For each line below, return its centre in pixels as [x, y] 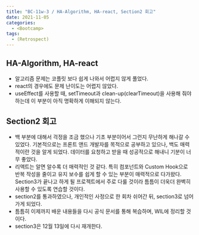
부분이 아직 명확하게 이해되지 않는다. [80, 101]
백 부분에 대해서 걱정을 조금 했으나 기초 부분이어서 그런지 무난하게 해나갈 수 [102, 137]
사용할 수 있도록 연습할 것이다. [50, 189]
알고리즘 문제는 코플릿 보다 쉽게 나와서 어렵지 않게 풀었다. [82, 79]
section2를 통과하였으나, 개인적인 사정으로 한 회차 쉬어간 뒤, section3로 [99, 196]
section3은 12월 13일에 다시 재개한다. [58, 226]
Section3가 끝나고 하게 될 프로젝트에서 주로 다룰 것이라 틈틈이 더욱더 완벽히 [103, 181]
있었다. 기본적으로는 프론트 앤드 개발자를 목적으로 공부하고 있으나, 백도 [97, 144]
